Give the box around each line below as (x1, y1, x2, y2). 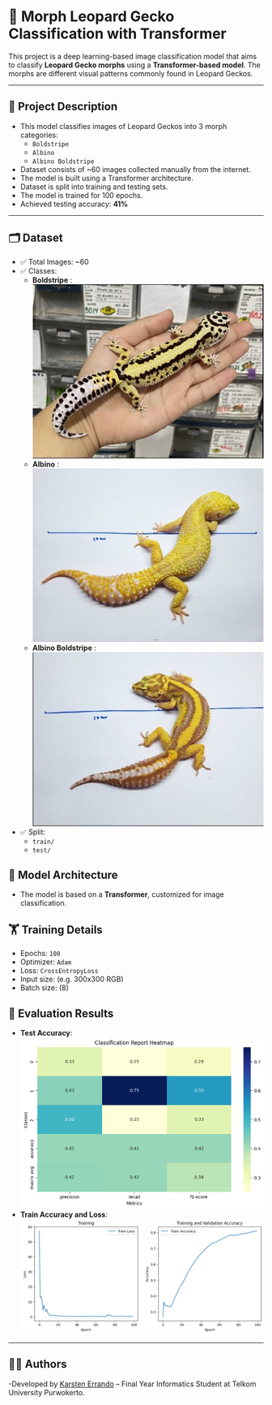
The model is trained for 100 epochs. (19, 190, 143, 200)
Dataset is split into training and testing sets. (19, 182, 168, 192)
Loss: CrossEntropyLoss (19, 966, 99, 976)
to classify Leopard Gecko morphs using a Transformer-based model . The (8, 60, 261, 70)
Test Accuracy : (19, 1028, 73, 1037)
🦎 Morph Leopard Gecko (8, 7, 175, 26)
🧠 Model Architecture (8, 868, 119, 881)
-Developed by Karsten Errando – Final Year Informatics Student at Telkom (8, 1379, 257, 1389)
